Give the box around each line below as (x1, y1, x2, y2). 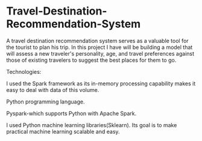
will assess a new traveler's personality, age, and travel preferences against (6, 50, 195, 57)
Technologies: (6, 68, 42, 75)
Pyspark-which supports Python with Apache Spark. (6, 110, 137, 117)
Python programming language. (6, 98, 85, 105)
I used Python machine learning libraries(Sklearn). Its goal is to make (6, 121, 177, 128)
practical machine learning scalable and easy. (6, 128, 120, 135)
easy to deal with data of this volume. (6, 86, 99, 93)
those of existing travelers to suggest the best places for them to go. (6, 56, 177, 64)
